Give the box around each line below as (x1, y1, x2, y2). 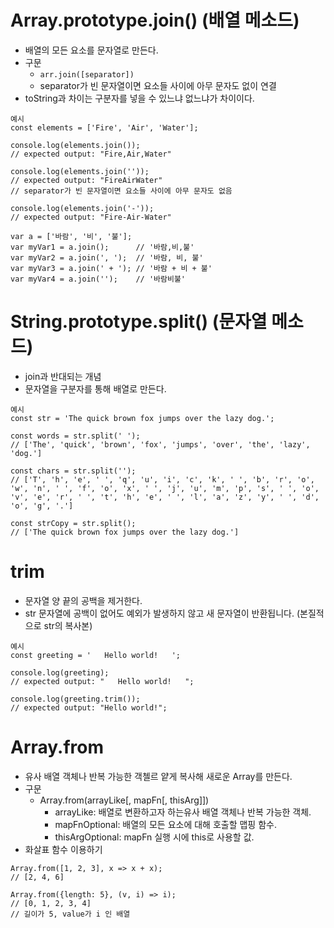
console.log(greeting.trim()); (10, 694, 141, 704)
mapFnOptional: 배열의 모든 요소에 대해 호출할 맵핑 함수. (54, 818, 277, 830)
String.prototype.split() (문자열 (10, 311, 268, 333)
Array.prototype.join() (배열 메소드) (10, 9, 300, 32)
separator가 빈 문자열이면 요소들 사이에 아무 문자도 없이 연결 (39, 79, 277, 91)
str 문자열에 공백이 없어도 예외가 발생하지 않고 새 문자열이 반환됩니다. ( (24, 607, 301, 619)
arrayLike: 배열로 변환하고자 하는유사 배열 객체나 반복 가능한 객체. (54, 806, 312, 818)
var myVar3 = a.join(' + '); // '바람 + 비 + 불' (10, 263, 213, 273)
